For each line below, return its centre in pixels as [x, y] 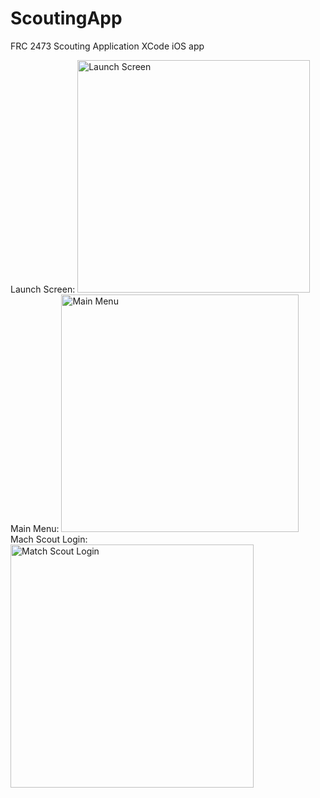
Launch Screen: [43, 289]
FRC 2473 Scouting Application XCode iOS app [107, 46]
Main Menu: [35, 528]
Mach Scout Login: [49, 539]
